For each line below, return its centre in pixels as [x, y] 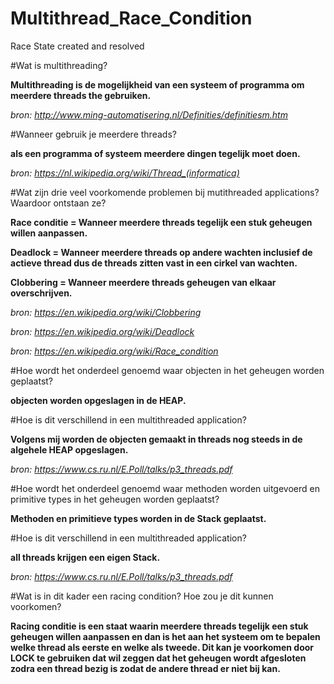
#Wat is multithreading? [59, 65]
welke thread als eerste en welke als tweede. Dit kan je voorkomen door [162, 647]
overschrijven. [41, 293]
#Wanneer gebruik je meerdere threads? [93, 134]
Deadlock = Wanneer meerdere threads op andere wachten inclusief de [161, 252]
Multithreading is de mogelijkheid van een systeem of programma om [157, 84]
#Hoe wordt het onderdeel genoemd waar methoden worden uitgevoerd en [165, 488]
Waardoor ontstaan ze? [58, 203]
